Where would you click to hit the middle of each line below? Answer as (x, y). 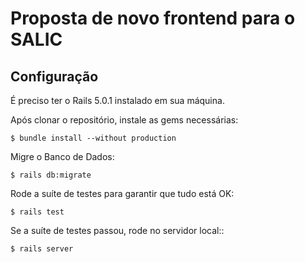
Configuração (54, 76)
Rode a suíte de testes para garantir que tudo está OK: (122, 193)
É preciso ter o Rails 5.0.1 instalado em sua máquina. (117, 100)
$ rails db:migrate (51, 175)
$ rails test (37, 212)
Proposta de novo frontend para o (153, 18)
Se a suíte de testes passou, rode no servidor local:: (117, 230)
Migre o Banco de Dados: (62, 156)
